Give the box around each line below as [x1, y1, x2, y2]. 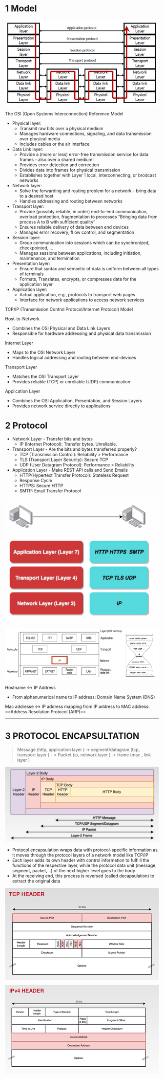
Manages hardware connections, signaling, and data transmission [19, 131, 152, 136]
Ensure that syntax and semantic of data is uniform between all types [19, 265, 159, 271]
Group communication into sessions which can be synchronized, [19, 240, 150, 245]
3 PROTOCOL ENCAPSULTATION [5, 730, 140, 741]
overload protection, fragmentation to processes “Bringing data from [19, 214, 158, 220]
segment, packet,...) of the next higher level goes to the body [12, 868, 136, 874]
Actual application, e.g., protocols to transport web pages [19, 291, 136, 297]
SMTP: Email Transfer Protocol [19, 488, 82, 494]
